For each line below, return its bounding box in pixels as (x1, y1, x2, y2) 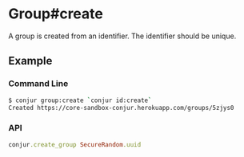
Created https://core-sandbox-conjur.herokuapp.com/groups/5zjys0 (8, 104, 234, 112)
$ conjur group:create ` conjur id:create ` (8, 96, 152, 104)
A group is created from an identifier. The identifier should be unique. (8, 31, 237, 41)
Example (8, 54, 53, 68)
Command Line (8, 78, 69, 89)
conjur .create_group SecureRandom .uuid (8, 140, 142, 148)
